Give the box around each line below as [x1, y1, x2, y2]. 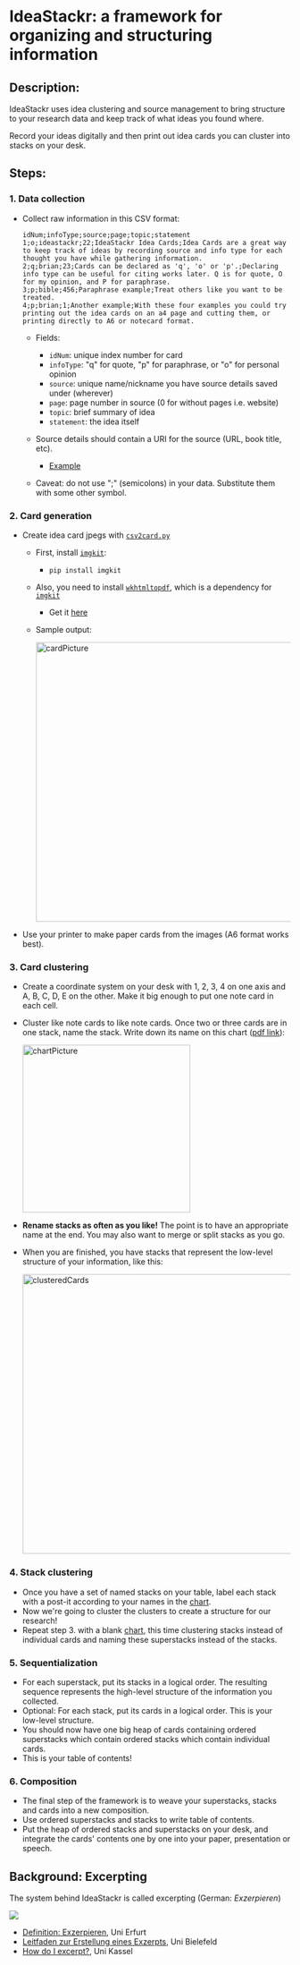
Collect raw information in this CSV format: [21, 213, 180, 224]
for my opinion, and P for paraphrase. [21, 277, 171, 286]
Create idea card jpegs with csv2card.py [21, 530, 171, 540]
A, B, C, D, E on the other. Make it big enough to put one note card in [21, 991, 274, 1001]
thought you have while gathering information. [21, 253, 203, 263]
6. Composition [9, 1774, 78, 1787]
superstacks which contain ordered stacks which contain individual [21, 1733, 271, 1744]
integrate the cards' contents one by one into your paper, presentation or [21, 1833, 291, 1844]
